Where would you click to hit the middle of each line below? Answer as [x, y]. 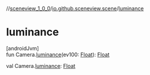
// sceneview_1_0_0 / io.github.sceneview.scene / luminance [75, 8]
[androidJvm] [23, 48]
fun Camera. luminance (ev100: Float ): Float [58, 54]
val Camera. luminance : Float [41, 66]
